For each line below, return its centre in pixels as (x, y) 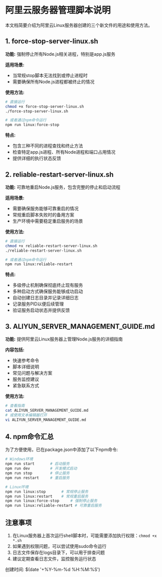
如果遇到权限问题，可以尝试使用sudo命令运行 (59, 546)
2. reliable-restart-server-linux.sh (59, 175)
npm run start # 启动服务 (38, 464)
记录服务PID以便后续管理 (38, 304)
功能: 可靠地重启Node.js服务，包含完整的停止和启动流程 (63, 187)
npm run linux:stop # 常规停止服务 (47, 492)
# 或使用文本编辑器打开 (26, 415)
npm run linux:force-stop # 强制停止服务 (51, 501)
